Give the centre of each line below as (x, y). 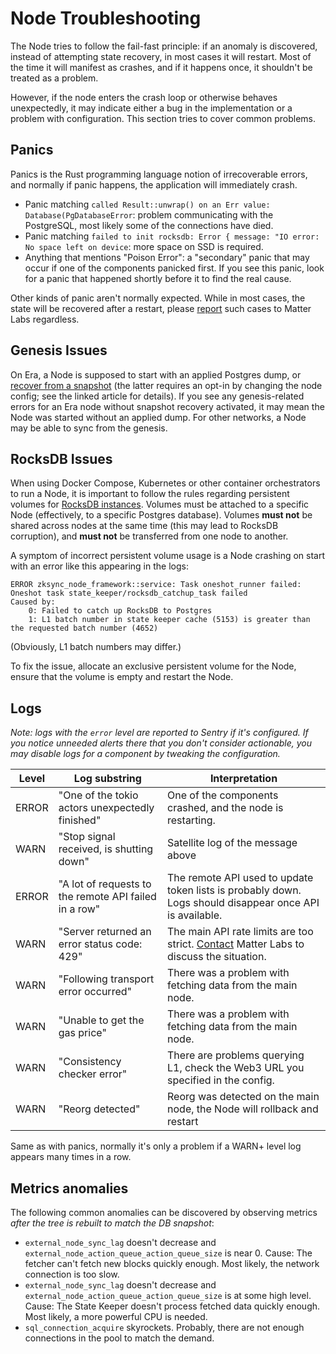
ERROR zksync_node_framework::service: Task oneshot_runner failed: (156, 585)
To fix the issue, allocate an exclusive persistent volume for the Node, (153, 666)
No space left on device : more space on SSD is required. (144, 246)
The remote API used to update (240, 878)
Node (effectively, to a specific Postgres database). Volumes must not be (161, 515)
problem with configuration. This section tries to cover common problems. (163, 118)
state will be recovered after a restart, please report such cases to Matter (161, 308)
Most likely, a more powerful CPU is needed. (116, 1316)
